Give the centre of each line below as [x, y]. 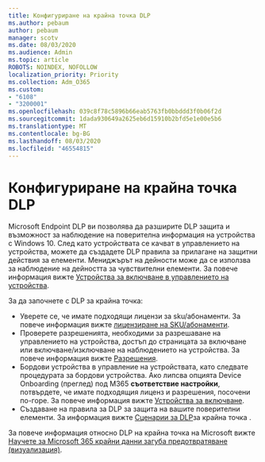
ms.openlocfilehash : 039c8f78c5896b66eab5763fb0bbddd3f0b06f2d [115, 112]
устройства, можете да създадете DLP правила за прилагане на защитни [133, 252]
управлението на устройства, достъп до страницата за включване [133, 341]
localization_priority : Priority [63, 75]
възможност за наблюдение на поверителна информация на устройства [132, 235]
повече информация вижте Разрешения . [89, 359]
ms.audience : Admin [40, 52]
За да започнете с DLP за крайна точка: [76, 301]
